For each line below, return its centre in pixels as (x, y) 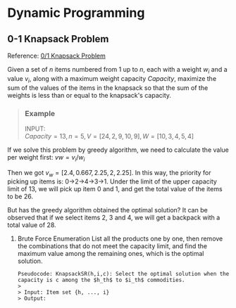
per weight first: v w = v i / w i (46, 158)
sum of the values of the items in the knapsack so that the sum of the (108, 88)
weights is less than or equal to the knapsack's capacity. (89, 95)
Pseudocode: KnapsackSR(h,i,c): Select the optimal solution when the (123, 274)
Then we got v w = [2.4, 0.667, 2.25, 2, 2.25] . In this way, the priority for (109, 173)
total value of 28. (32, 225)
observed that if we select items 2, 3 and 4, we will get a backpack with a (114, 218)
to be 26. (20, 197)
